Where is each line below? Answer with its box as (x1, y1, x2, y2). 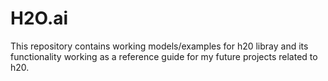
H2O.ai (10, 7, 69, 30)
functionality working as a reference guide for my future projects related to (10, 50, 318, 62)
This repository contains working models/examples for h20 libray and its (10, 40, 309, 52)
